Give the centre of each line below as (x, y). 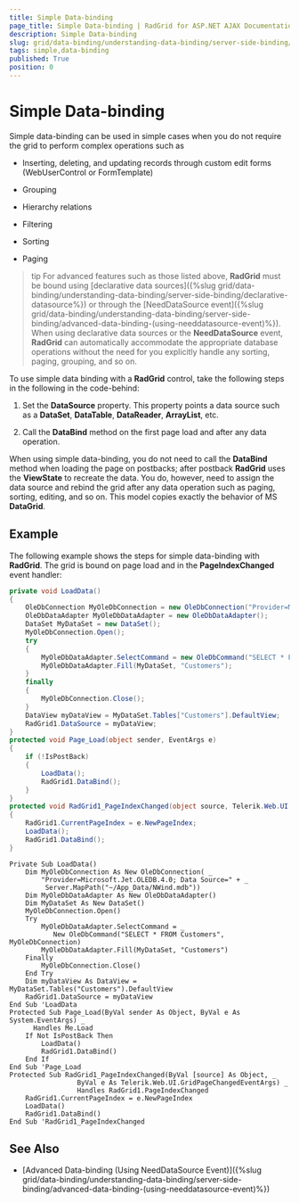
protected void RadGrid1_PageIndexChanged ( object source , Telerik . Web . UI (149, 807)
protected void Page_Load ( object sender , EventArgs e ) (113, 740)
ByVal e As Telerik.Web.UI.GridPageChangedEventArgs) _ (183, 1083)
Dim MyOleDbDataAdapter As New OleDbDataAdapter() (121, 895)
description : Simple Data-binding (73, 34)
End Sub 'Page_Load (45, 1067)
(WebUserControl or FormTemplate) (88, 172)
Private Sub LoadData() (53, 864)
